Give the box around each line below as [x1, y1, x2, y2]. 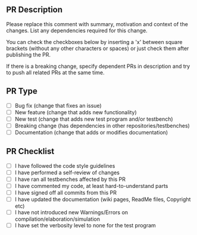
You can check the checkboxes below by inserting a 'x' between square [6, 38, 183, 45]
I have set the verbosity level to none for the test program [14, 222, 156, 229]
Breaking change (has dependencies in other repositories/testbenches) [14, 122, 190, 129]
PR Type [6, 86, 37, 96]
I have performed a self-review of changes [14, 169, 120, 176]
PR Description [6, 5, 63, 15]
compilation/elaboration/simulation [14, 215, 100, 223]
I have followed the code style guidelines [14, 162, 115, 169]
